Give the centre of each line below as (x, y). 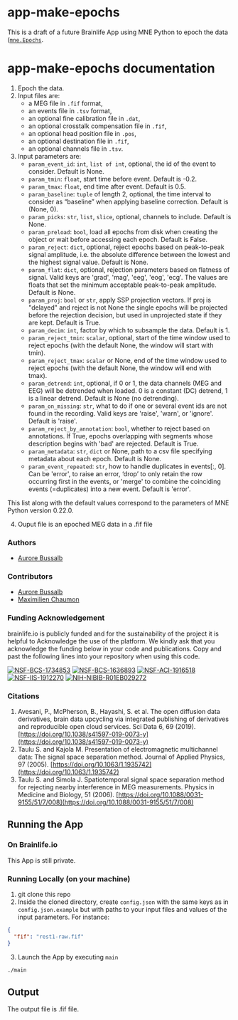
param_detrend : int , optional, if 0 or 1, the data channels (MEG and (125, 383)
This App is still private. (42, 860)
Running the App (45, 825)
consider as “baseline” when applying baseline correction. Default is (128, 201)
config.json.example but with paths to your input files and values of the (122, 910)
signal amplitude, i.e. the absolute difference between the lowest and (129, 254)
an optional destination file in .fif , (79, 141)
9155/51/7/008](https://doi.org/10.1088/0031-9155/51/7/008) (106, 802)
